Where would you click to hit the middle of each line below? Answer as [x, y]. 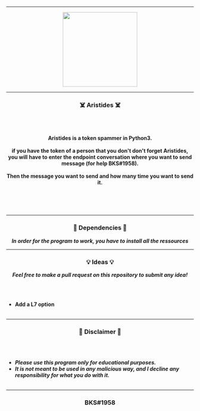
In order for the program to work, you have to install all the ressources [100, 241]
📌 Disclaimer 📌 [100, 332]
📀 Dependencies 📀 [100, 228]
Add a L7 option [35, 304]
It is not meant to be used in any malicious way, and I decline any [97, 369]
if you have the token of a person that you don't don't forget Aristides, [100, 151]
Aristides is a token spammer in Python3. [100, 138]
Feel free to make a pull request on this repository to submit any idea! [100, 274]
